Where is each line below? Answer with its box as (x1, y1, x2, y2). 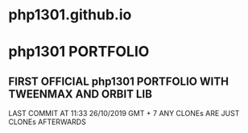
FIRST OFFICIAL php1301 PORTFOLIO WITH (8, 74, 229, 88)
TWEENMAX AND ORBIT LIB (8, 87, 153, 101)
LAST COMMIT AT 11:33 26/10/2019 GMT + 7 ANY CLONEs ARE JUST (8, 109, 240, 118)
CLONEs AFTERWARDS (8, 117, 86, 127)
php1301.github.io (8, 6, 132, 24)
